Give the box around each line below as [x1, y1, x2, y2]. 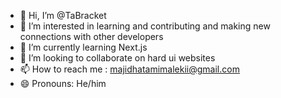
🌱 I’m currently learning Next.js [19, 41, 148, 53]
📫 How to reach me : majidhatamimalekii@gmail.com [19, 63, 240, 75]
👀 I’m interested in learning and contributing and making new [19, 20, 271, 32]
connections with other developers [19, 31, 164, 42]
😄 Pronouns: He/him [19, 78, 107, 89]
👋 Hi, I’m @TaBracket [19, 10, 107, 21]
